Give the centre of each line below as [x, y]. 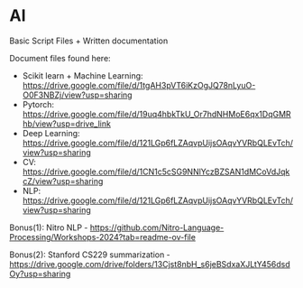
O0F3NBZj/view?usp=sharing [77, 95]
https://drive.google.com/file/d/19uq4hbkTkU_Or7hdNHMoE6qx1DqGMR [156, 114]
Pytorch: [38, 104]
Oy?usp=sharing [40, 274]
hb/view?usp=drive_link [66, 124]
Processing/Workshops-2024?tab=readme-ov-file [103, 237]
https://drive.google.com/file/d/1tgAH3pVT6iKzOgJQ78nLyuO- [139, 85]
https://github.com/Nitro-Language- [157, 228]
